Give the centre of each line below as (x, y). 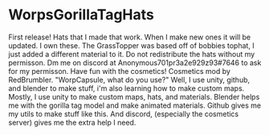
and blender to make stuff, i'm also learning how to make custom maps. (126, 88)
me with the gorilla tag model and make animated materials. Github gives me (135, 105)
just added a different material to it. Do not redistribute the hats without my (132, 54)
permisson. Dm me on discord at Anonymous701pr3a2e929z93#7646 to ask (135, 63)
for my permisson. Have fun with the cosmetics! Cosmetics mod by (120, 71)
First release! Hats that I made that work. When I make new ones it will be (130, 37)
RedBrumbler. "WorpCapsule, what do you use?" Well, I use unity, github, (129, 80)
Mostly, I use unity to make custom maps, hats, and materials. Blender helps (134, 96)
